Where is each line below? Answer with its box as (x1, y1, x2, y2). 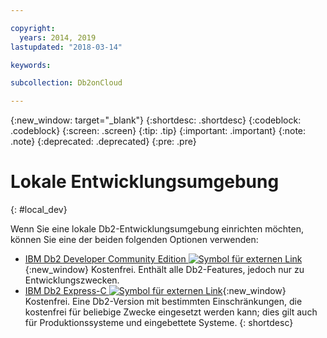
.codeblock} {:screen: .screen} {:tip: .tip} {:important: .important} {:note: (10, 125, 307, 137)
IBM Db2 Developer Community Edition (24, 253, 187, 265)
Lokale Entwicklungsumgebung (10, 171, 280, 193)
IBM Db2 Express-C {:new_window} (24, 285, 287, 297)
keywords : (10, 60, 52, 70)
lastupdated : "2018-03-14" (10, 42, 123, 52)
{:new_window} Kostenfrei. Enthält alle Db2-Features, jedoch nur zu (24, 264, 305, 276)
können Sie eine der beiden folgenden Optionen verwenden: (10, 234, 259, 246)
